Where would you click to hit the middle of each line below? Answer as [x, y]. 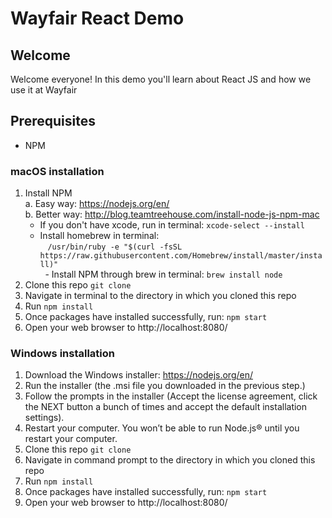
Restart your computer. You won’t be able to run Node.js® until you [162, 428]
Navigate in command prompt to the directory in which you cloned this [170, 460]
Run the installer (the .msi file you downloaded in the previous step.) [165, 386]
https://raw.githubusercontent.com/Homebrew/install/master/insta [181, 256]
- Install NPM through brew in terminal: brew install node [163, 274]
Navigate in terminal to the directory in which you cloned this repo [160, 296]
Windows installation [63, 354]
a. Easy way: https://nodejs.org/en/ [97, 204]
